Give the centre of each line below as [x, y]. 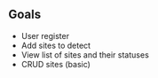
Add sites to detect [55, 45]
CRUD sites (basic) [55, 64]
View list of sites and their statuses [85, 55]
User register [45, 35]
